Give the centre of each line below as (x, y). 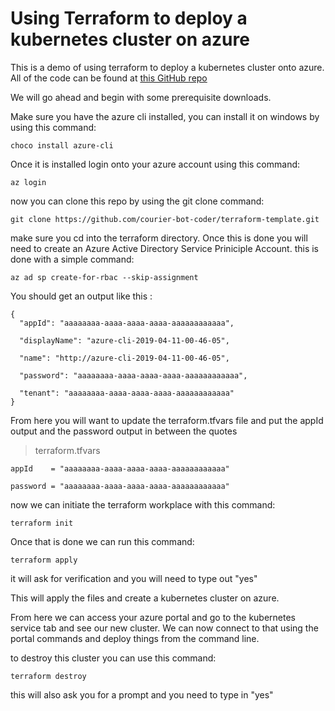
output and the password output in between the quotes (124, 431)
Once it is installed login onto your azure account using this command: (155, 164)
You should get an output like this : (81, 296)
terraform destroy (48, 676)
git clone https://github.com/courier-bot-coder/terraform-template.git (165, 219)
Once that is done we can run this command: (102, 541)
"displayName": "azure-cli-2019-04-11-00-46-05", (124, 340)
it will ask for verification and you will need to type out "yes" (134, 578)
